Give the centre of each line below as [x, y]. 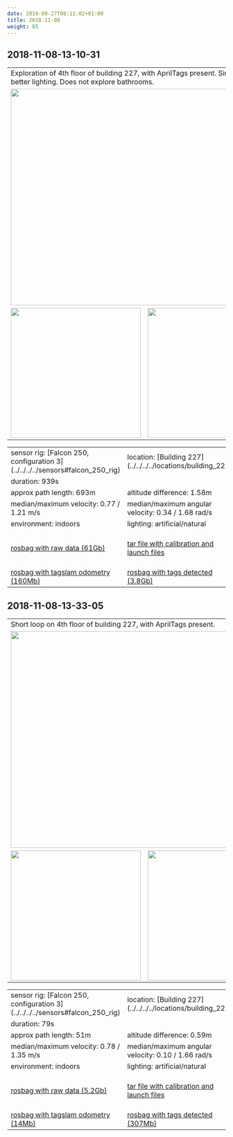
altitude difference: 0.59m [170, 1035]
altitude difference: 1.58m [170, 493]
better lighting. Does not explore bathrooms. [83, 82]
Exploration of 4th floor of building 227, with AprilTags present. [114, 73]
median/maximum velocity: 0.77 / [65, 504]
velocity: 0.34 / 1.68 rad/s [170, 512]
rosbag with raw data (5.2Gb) [59, 1091]
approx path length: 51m [51, 1035]
